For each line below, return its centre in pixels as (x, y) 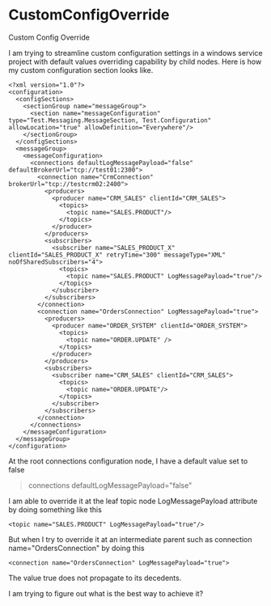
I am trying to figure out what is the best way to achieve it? (106, 593)
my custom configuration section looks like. (81, 70)
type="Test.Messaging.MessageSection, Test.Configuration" (110, 120)
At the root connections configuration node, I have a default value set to (128, 461)
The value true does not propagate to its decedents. (95, 578)
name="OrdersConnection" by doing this (76, 548)
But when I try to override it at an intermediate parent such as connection (130, 539)
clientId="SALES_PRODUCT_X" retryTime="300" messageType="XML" (117, 255)
